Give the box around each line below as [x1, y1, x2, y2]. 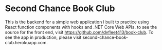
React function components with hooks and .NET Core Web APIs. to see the [5, 24, 157, 30]
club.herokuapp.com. [5, 39, 48, 45]
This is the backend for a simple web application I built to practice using [5, 19, 149, 25]
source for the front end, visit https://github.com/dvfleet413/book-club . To [5, 29, 154, 35]
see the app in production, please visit [5, 34, 82, 40]
